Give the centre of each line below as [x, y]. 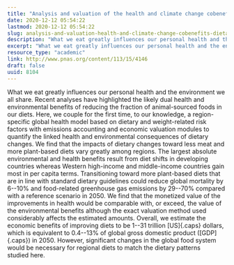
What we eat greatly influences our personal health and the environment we [116, 92]
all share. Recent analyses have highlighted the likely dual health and [106, 99]
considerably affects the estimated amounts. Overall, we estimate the [107, 218]
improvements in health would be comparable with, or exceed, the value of [115, 203]
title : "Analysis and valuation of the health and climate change [106, 14]
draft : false [26, 66]
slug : [15, 33]
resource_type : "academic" [46, 53]
